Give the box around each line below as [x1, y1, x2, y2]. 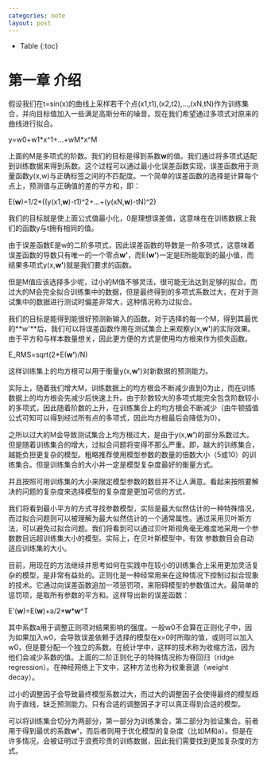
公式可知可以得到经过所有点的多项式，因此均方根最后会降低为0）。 [8, 413, 225, 423]
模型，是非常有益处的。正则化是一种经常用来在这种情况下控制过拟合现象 [21, 570, 259, 580]
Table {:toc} [19, 41, 59, 50]
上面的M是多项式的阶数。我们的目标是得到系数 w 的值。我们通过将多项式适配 [8, 151, 257, 161]
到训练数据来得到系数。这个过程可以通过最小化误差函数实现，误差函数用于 [8, 161, 252, 171]
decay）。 [8, 672, 40, 682]
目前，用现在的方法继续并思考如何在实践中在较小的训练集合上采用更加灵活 [8, 561, 252, 570]
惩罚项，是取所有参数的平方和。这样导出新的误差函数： [8, 590, 189, 600]
